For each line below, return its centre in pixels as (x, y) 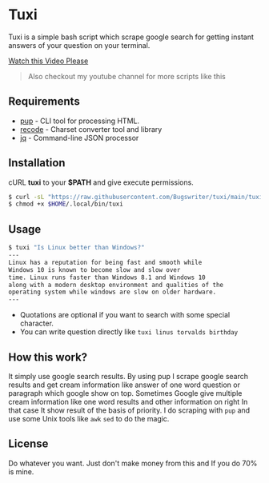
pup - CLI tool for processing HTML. (80, 121)
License (28, 444)
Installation (37, 163)
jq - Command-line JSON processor (79, 138)
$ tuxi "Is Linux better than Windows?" (77, 248)
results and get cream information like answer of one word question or (124, 385)
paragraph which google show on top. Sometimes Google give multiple (125, 393)
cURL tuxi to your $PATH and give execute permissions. (101, 182)
